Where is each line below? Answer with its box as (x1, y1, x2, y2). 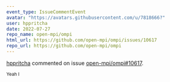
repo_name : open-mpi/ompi (6, 32, 72, 38)
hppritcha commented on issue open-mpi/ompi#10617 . (6, 59, 144, 67)
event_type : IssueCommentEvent (6, 9, 86, 15)
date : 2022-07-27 (6, 26, 51, 32)
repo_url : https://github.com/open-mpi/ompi (6, 43, 122, 49)
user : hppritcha (6, 20, 48, 26)
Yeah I (6, 71, 20, 77)
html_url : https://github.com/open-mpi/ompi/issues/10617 (6, 37, 157, 43)
